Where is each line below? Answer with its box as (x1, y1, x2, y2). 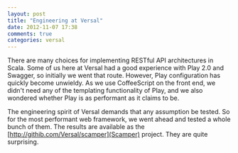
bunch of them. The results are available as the (7, 123, 145, 131)
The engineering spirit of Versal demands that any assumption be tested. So (7, 108, 230, 116)
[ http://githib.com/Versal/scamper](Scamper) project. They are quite (7, 130, 208, 139)
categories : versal (7, 37, 65, 44)
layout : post (7, 10, 46, 18)
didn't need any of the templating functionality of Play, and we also (7, 86, 203, 95)
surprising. (7, 137, 39, 146)
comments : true (7, 30, 53, 38)
